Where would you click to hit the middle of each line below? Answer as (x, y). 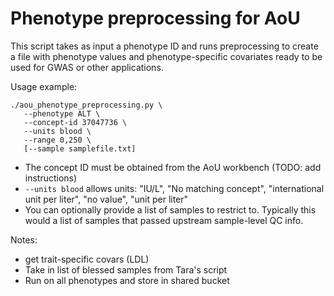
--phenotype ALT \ (62, 113)
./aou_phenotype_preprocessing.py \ (86, 105)
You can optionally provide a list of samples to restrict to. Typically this (170, 209)
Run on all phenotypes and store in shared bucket (127, 280)
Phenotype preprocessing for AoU (155, 18)
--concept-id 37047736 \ (75, 122)
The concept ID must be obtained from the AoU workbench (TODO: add (173, 167)
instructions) (51, 178)
